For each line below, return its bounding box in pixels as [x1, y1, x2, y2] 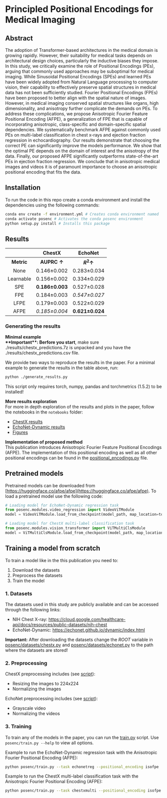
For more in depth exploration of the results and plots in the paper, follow [5, 403, 155, 409]
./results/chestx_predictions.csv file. [5, 350, 80, 356]
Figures [12, 429, 28, 435]
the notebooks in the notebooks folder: [5, 409, 83, 415]
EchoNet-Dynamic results [12, 424, 66, 430]
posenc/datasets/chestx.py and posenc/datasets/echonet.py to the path [5, 642, 154, 648]
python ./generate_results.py [5, 374, 68, 380]
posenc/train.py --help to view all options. [5, 740, 94, 746]
